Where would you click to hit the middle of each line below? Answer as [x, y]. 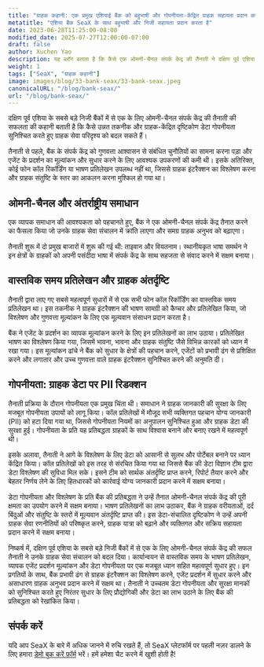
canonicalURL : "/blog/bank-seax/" [65, 88]
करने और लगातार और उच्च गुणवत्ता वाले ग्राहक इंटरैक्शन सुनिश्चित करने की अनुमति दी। [116, 359]
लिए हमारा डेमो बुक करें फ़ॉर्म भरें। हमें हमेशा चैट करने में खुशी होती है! [92, 654]
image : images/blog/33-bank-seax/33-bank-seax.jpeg [94, 81]
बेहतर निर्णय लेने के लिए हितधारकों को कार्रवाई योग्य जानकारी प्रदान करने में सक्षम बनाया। [117, 481]
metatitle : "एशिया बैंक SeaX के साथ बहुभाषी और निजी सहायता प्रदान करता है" [110, 23]
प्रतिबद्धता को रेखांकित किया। [44, 601]
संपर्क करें [26, 627]
